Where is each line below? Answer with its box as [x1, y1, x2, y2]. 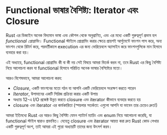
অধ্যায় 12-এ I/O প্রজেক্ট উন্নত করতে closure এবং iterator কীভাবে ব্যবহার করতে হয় [13, 96, 141, 102]
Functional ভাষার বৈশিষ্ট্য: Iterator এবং [6, 5, 139, 16]
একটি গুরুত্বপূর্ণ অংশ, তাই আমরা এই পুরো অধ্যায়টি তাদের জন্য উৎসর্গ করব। [6, 123, 112, 129]
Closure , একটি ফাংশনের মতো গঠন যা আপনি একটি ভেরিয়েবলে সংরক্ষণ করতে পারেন [13, 85, 136, 91]
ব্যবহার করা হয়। [6, 49, 30, 55]
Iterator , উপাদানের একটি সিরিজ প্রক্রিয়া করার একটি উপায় [13, 91, 98, 97]
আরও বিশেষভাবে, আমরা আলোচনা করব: [6, 75, 62, 81]
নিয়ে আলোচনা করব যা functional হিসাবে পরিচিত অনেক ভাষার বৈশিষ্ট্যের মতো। [6, 65, 123, 71]
